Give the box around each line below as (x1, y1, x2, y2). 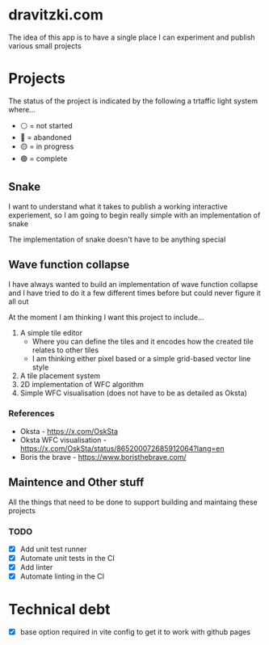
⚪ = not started (19, 120, 73, 130)
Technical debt (8, 601, 111, 619)
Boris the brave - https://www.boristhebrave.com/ (19, 452, 187, 462)
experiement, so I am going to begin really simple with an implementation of (8, 210, 261, 220)
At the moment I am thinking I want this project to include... (8, 312, 204, 322)
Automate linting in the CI (19, 571, 105, 581)
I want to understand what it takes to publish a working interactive (8, 201, 228, 211)
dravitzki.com (8, 6, 103, 24)
